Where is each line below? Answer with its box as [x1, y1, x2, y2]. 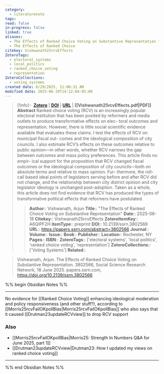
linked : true [5, 30, 32, 35]
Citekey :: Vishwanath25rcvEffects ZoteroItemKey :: [35, 216, 138, 222]
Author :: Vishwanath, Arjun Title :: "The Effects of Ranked [29, 206, 145, 212]
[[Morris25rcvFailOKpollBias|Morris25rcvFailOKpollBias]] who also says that [5, 306, 158, 312]
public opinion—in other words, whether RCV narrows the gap [17, 147, 142, 153]
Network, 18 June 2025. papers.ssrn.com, [17, 267, 102, 273]
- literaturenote [9, 12, 45, 17]
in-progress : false [5, 25, 45, 30]
